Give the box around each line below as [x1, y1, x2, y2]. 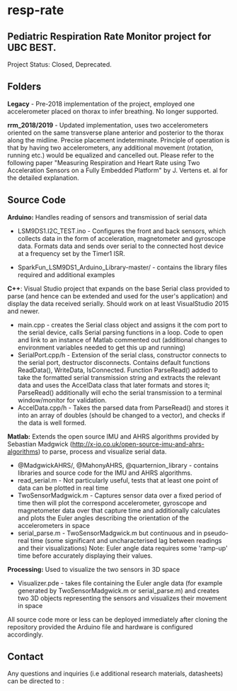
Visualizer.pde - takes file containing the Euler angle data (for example [17, 578, 223, 587]
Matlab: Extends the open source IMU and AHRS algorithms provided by [7, 432, 219, 441]
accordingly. [7, 630, 44, 639]
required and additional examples [17, 270, 115, 279]
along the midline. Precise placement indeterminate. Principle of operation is [7, 135, 230, 144]
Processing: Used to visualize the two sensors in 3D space [7, 565, 180, 573]
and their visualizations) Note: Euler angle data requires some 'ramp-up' [17, 544, 228, 552]
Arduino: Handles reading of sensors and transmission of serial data [7, 213, 207, 221]
